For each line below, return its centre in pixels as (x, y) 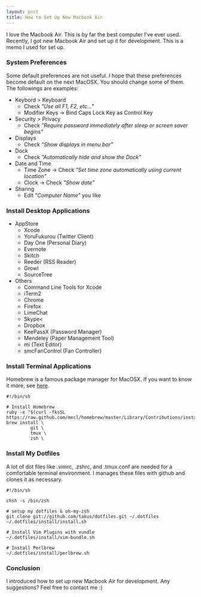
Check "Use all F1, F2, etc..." (59, 106)
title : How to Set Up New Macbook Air (54, 17)
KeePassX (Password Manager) (63, 332)
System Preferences (36, 62)
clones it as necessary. (34, 479)
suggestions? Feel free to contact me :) (54, 587)
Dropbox (34, 325)
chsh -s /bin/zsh (28, 501)
